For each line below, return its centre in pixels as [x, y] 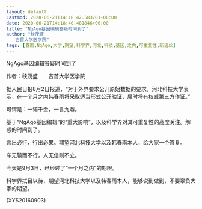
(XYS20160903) [26, 200]
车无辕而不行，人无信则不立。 [43, 155]
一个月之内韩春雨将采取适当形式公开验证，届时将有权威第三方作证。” [106, 96]
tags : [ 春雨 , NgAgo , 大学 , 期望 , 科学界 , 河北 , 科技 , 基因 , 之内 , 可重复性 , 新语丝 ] [91, 46]
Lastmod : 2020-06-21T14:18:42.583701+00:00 [62, 17]
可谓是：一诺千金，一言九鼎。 [43, 109]
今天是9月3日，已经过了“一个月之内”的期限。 [62, 168]
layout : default [26, 12]
